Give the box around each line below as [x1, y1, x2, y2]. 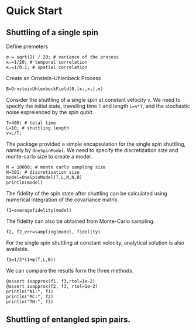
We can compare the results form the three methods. [6, 267, 134, 274]
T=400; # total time [6, 120, 57, 126]
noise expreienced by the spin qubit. [6, 109, 94, 115]
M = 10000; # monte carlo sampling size [6, 164, 106, 170]
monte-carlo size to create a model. [6, 153, 92, 160]
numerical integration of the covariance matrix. [6, 196, 119, 203]
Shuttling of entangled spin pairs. [6, 315, 130, 325]
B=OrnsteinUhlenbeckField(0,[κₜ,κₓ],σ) [6, 86, 104, 92]
